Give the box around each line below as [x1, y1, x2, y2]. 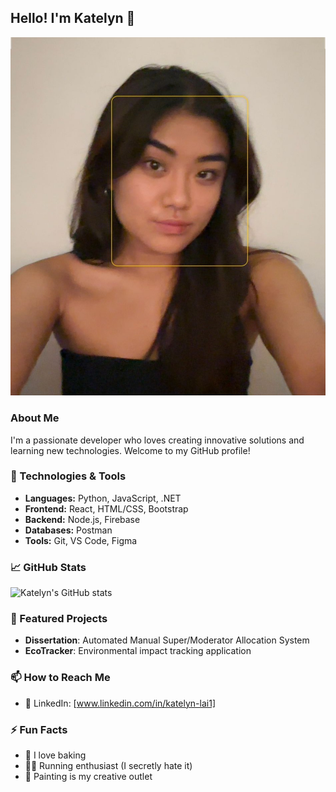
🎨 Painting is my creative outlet [24, 771, 153, 783]
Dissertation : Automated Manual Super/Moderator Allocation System [24, 634, 310, 646]
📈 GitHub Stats [10, 560, 87, 574]
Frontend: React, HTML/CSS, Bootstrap [24, 502, 189, 515]
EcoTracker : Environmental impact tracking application [24, 645, 252, 657]
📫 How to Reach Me [10, 671, 111, 685]
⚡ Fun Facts [10, 722, 68, 736]
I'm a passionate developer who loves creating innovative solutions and [10, 434, 305, 446]
